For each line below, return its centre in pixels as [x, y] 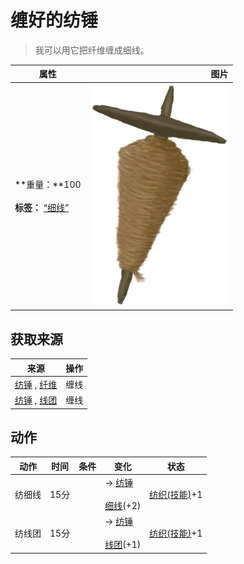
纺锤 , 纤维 [36, 384]
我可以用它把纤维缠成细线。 [92, 50]
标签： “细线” [42, 208]
